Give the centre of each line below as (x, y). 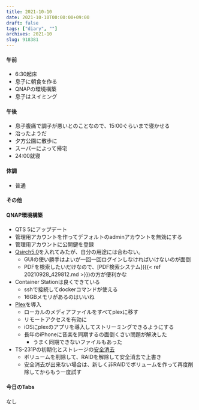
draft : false (22, 23)
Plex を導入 (28, 304)
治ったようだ (31, 133)
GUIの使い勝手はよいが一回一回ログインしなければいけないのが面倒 (107, 259)
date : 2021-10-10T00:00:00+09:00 (48, 17)
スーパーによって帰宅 (41, 148)
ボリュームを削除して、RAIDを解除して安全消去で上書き (93, 357)
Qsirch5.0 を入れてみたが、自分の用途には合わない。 (79, 252)
